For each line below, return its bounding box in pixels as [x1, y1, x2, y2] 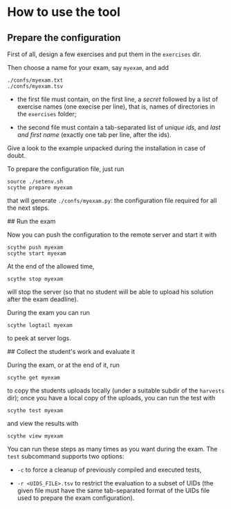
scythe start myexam [7, 250, 67, 257]
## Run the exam [7, 217, 56, 225]
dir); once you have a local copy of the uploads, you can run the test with [7, 394, 216, 402]
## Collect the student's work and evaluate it [7, 348, 136, 355]
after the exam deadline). [7, 295, 79, 303]
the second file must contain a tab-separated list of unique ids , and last [17, 123, 221, 132]
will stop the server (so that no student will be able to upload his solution [7, 288, 214, 296]
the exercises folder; [17, 110, 77, 118]
